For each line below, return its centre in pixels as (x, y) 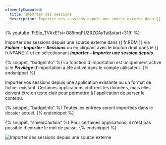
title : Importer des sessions (41, 14)
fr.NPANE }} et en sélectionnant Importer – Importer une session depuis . (80, 53)
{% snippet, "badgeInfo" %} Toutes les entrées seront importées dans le (79, 108)
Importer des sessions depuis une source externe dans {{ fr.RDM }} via (78, 42)
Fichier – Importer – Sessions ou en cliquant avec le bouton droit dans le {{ (82, 48)
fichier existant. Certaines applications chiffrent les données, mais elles (78, 88)
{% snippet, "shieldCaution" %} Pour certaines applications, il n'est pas (78, 123)
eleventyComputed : (24, 10)
